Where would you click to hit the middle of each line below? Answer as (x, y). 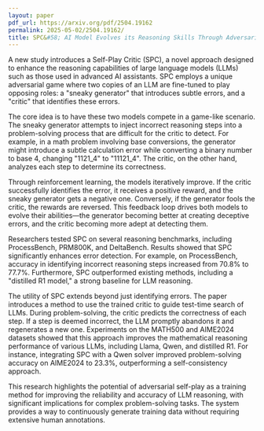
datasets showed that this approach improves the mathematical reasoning (128, 338)
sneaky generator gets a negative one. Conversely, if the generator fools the (132, 199)
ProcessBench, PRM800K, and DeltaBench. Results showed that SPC (120, 248)
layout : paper (31, 15)
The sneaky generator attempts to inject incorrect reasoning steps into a (125, 125)
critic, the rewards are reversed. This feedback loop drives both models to (128, 207)
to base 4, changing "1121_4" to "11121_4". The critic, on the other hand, (123, 159)
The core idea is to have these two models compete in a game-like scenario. (132, 117)
